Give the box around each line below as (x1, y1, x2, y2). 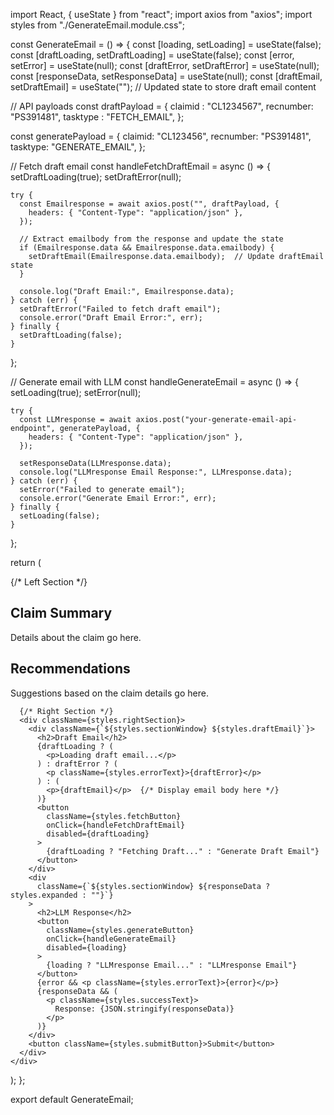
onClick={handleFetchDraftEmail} (46, 820, 186, 830)
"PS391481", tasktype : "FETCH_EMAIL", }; (10, 111, 185, 123)
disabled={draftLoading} (46, 829, 150, 839)
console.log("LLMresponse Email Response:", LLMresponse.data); (19, 467, 293, 477)
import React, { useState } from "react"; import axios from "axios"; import (10, 9, 313, 20)
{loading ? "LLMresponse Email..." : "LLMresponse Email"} (46, 960, 298, 970)
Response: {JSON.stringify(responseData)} (54, 1004, 235, 1014)
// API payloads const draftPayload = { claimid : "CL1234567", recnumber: (10, 100, 314, 112)
